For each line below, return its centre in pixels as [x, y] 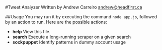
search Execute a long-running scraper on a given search [72, 37]
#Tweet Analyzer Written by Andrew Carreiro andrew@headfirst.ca [74, 7]
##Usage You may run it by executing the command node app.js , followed [81, 17]
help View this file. [31, 31]
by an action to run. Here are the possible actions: [56, 22]
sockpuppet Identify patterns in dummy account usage [69, 42]
